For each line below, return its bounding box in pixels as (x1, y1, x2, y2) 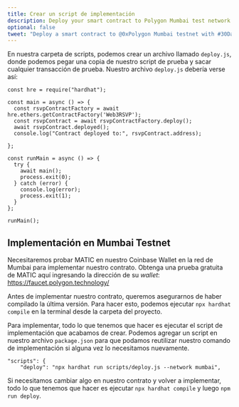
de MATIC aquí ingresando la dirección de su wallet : (7, 271, 160, 279)
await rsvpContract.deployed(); (14, 124, 110, 131)
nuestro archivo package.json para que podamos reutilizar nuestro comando (7, 336, 231, 345)
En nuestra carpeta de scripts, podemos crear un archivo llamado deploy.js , (7, 50, 232, 58)
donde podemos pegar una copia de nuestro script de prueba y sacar (7, 58, 212, 66)
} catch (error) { (14, 180, 69, 187)
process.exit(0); (20, 174, 72, 181)
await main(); (20, 168, 62, 175)
